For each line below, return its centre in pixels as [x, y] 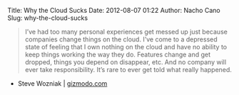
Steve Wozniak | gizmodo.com [62, 84]
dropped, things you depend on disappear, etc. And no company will [126, 62]
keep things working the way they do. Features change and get [118, 54]
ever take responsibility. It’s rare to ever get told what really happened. [128, 70]
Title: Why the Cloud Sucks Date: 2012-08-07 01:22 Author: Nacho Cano [114, 10]
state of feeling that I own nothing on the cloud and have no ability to [126, 47]
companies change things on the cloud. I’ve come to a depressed [121, 39]
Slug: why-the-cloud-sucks [47, 18]
